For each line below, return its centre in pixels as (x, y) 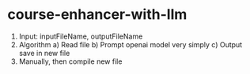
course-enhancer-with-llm (97, 15)
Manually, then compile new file (70, 61)
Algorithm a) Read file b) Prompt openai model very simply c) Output (131, 44)
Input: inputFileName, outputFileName (81, 36)
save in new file (44, 53)
